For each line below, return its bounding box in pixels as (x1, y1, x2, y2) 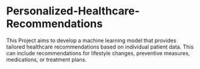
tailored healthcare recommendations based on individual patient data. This (6, 43, 194, 50)
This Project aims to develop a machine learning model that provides (6, 37, 177, 44)
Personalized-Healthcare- (6, 4, 140, 18)
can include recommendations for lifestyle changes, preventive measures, (6, 49, 190, 56)
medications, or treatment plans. (6, 56, 87, 63)
